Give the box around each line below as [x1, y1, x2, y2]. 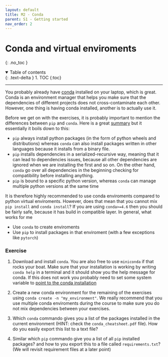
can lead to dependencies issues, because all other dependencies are [12, 157, 157, 163]
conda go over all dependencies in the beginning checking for [12, 167, 139, 173]
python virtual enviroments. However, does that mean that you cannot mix [5, 198, 157, 204]
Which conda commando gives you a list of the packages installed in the [12, 315, 160, 321]
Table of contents [9, 69, 46, 75]
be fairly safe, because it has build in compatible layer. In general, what [5, 209, 151, 215]
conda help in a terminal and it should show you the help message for [12, 269, 155, 275]
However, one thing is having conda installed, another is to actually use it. [5, 105, 156, 111]
